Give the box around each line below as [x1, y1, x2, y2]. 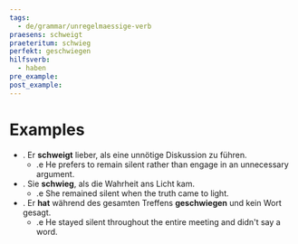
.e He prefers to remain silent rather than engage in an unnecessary [35, 159, 290, 170]
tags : [9, 13, 30, 23]
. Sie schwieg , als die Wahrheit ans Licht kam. [22, 178, 196, 189]
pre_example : [9, 72, 59, 81]
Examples [9, 119, 85, 140]
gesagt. [22, 207, 52, 218]
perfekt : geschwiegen [9, 47, 91, 56]
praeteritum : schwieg [9, 38, 91, 48]
